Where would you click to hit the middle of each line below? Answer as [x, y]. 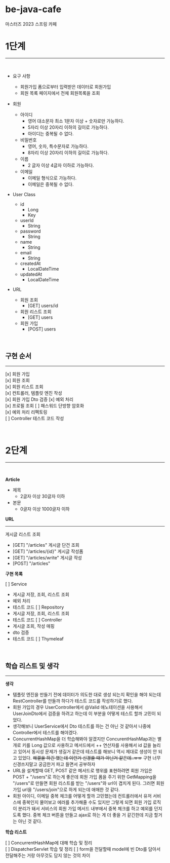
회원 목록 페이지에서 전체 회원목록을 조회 [60, 93]
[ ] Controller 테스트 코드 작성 [35, 418]
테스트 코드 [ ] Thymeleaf [38, 639]
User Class [24, 194]
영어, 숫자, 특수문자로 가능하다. [58, 146]
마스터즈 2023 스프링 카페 [31, 24]
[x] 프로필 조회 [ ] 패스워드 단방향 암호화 [45, 405]
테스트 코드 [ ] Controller [37, 620]
